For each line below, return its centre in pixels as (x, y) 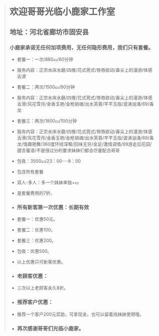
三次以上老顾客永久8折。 (43, 288)
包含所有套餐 (30, 172)
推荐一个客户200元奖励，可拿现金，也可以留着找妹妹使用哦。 (80, 314)
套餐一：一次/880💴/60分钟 (45, 59)
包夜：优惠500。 (34, 251)
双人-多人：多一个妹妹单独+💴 (48, 182)
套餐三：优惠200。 (36, 241)
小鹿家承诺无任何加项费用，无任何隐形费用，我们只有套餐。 (81, 47)
